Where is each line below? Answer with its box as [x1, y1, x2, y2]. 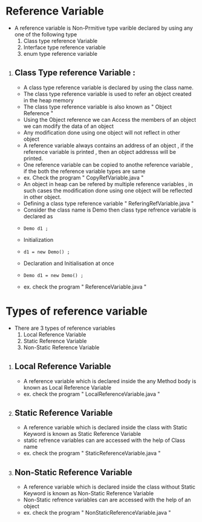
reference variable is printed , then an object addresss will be [23, 148, 177, 155]
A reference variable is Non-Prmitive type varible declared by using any [14, 24, 193, 32]
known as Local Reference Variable [23, 384, 112, 391]
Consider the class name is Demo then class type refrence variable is [23, 206, 197, 213]
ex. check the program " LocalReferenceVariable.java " [23, 390, 160, 398]
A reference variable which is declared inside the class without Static [23, 483, 196, 490]
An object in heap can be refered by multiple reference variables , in [23, 180, 194, 187]
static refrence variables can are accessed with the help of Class [23, 437, 186, 444]
